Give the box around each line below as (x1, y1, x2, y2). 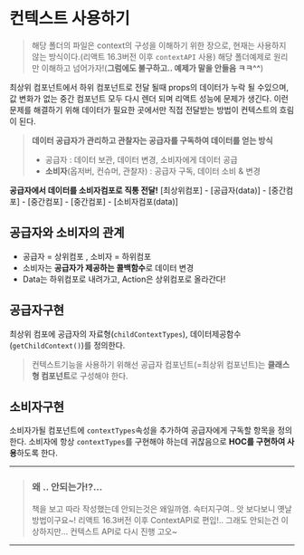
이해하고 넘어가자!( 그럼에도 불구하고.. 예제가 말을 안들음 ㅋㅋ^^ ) (41, 62, 264, 73)
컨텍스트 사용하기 (9, 8, 130, 29)
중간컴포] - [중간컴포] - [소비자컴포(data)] (30, 196, 179, 206)
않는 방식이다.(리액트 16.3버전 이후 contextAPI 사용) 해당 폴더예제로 (31, 51, 271, 62)
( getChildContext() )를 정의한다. (9, 340, 126, 350)
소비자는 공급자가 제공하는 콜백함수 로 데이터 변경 (22, 262, 195, 273)
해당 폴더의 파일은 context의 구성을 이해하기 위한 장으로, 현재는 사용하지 (31, 40, 287, 51)
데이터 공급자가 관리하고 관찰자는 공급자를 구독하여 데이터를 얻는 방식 (31, 135, 273, 146)
